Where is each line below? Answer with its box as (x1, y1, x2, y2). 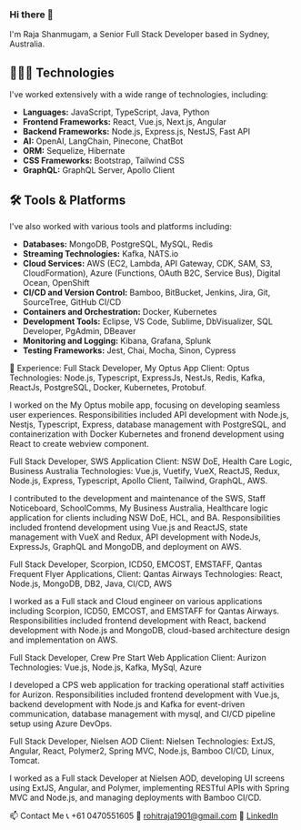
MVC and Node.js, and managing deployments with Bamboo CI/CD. (9, 792, 262, 803)
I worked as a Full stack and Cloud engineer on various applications (9, 595, 263, 606)
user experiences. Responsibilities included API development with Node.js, (9, 409, 289, 420)
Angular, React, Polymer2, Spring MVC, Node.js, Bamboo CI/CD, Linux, (9, 745, 275, 756)
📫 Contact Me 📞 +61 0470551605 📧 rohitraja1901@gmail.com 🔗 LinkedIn (9, 810, 279, 821)
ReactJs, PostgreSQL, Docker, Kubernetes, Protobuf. (9, 381, 207, 392)
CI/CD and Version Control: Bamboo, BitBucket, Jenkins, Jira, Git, (22, 287, 271, 298)
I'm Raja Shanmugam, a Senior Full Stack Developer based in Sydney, (9, 29, 270, 40)
